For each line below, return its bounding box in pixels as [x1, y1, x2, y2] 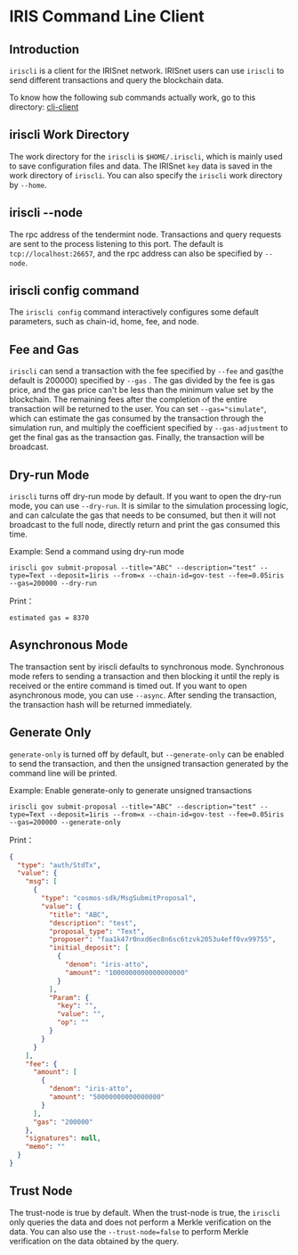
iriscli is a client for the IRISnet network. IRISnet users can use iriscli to [9, 65, 285, 76]
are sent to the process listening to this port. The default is [9, 238, 224, 249]
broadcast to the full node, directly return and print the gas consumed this [9, 520, 280, 530]
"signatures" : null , [25, 1134, 101, 1143]
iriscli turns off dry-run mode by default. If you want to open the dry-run [9, 491, 282, 502]
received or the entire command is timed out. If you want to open [9, 680, 247, 691]
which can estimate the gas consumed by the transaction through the [9, 413, 264, 424]
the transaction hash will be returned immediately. [9, 699, 193, 710]
